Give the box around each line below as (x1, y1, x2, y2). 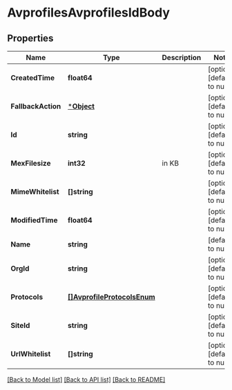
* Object (68, 101, 95, 111)
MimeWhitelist (10, 187, 60, 196)
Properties (7, 32, 54, 44)
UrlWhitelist (10, 349, 51, 358)
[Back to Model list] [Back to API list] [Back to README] (7, 376, 166, 384)
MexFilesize (10, 159, 51, 168)
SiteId (10, 321, 30, 330)
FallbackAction (10, 101, 61, 111)
